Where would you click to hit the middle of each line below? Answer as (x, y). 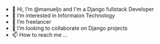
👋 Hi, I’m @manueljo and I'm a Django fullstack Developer (83, 9)
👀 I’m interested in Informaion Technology (63, 15)
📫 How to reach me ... (40, 35)
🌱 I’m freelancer (31, 22)
